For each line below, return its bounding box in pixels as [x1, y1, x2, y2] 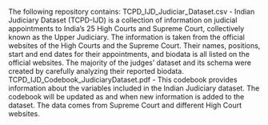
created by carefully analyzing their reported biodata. [8, 67, 184, 75]
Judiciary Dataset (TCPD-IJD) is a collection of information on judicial [8, 15, 238, 25]
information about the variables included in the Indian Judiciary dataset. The [8, 83, 260, 93]
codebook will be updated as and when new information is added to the [8, 92, 245, 101]
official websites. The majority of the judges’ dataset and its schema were [8, 58, 252, 67]
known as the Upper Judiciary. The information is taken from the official [8, 32, 246, 42]
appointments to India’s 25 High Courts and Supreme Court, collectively [8, 24, 245, 33]
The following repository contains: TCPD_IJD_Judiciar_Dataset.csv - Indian [8, 7, 255, 16]
